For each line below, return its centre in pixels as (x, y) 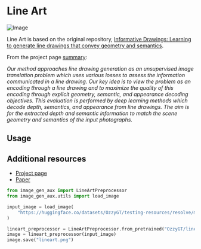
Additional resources (47, 159)
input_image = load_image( (40, 207)
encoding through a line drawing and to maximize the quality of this (90, 87)
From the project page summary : (47, 57)
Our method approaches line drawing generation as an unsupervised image (101, 69)
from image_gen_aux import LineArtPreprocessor (67, 191)
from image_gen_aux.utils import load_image (63, 196)
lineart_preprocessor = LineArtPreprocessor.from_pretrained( (86, 229)
